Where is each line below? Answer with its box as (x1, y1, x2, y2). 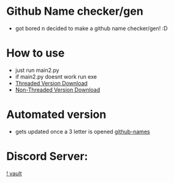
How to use (6, 46, 65, 60)
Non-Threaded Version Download (15, 86, 100, 93)
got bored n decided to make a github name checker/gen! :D (15, 25, 168, 32)
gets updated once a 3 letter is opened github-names (15, 128, 150, 135)
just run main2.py (15, 66, 59, 74)
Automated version (6, 107, 107, 122)
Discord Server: (6, 149, 88, 163)
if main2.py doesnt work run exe (15, 72, 97, 80)
